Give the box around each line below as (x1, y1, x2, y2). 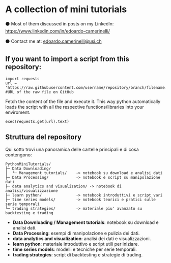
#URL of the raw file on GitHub (5, 89, 74, 94)
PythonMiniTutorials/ (5, 161, 51, 167)
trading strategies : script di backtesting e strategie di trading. (12, 251, 143, 257)
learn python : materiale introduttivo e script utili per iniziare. (12, 241, 139, 247)
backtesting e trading (5, 210, 53, 215)
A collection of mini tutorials (5, 4, 127, 15)
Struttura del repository (5, 133, 82, 142)
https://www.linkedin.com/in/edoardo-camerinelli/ (5, 28, 110, 34)
